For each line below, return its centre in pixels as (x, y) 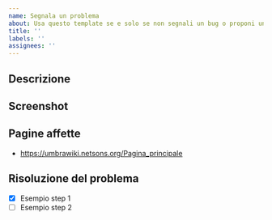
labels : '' (27, 38)
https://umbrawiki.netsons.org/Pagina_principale (101, 153)
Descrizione (40, 79)
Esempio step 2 (46, 207)
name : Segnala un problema (54, 16)
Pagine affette (45, 134)
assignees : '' (32, 46)
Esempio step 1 (45, 198)
